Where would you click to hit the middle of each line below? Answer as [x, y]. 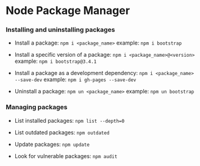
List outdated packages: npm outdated [62, 132]
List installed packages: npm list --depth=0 [70, 120]
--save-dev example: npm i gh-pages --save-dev [75, 79]
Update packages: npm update [52, 144]
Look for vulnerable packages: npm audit [66, 156]
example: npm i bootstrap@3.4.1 [55, 61]
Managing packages [37, 107]
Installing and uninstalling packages [60, 30]
